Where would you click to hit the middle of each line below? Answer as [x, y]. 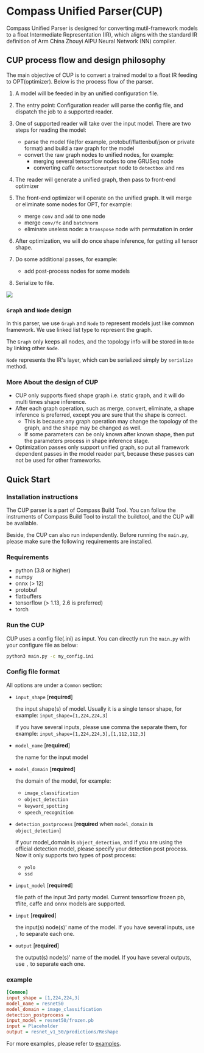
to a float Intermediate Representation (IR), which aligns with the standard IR [102, 34]
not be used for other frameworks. [58, 460]
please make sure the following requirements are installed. [79, 542]
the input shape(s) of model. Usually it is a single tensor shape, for [98, 708]
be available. [22, 523]
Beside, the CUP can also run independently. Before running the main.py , [97, 535]
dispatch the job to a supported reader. [64, 112]
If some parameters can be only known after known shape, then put [109, 434]
